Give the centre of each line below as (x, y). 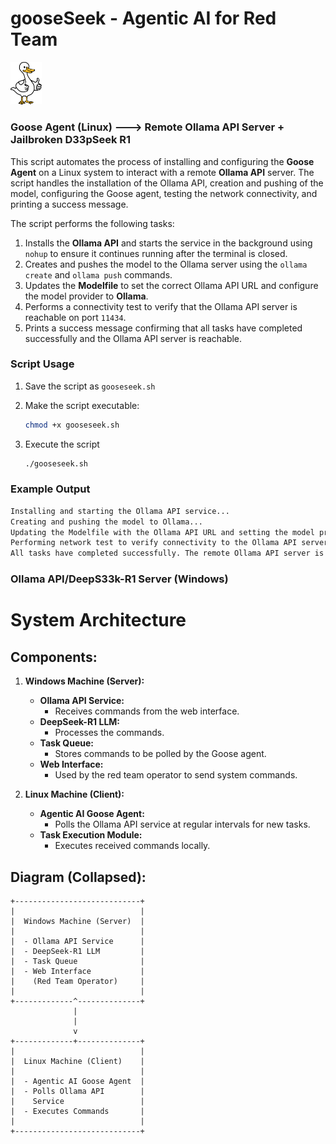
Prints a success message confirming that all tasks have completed (163, 328)
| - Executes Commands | (77, 1111)
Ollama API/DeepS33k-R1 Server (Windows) (119, 579)
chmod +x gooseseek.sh (72, 425)
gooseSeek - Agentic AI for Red (143, 18)
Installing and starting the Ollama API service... (120, 511)
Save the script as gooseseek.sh (90, 386)
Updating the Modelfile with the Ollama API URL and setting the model (162, 532)
